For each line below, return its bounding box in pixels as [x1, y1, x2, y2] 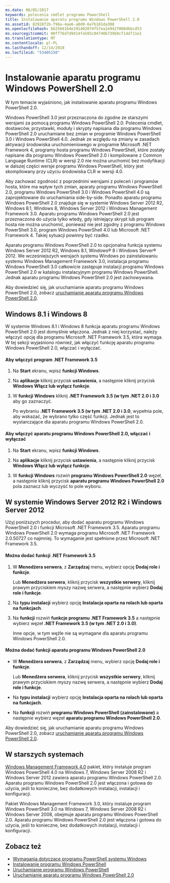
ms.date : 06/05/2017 [5, 7, 49, 13]
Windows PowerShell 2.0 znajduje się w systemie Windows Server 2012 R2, [5, 200, 164, 206]
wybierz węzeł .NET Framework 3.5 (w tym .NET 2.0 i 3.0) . [12, 620, 138, 626]
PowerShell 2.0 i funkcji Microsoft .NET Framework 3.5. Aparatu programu [5, 525, 160, 531]
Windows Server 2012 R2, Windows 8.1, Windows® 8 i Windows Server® [5, 247, 156, 254]
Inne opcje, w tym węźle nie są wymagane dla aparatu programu [12, 630, 148, 636]
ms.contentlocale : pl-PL [5, 41, 58, 46]
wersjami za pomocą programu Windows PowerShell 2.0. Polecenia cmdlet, [5, 120, 163, 126]
